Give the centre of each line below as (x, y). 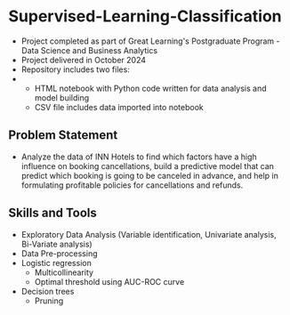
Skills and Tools (52, 213)
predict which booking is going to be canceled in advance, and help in (150, 175)
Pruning (49, 301)
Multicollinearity (64, 272)
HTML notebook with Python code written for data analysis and (151, 88)
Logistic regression (56, 262)
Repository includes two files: (75, 69)
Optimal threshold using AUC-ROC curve (109, 281)
